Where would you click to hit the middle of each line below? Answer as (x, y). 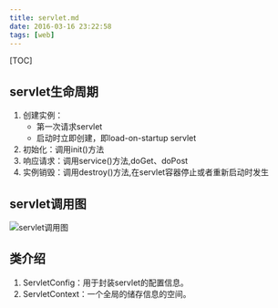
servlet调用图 (48, 204)
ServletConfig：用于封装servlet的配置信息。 (105, 282)
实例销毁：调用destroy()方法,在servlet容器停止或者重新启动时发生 (145, 172)
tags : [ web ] (32, 35)
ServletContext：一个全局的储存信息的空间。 (107, 293)
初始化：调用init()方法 (63, 149)
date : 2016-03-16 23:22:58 (61, 26)
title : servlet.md (44, 18)
